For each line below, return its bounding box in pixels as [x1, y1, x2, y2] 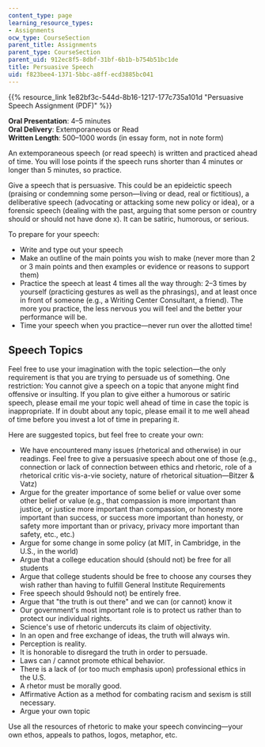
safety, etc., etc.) [19, 530, 75, 539]
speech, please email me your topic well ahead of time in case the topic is [8, 398, 249, 408]
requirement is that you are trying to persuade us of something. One [8, 373, 230, 383]
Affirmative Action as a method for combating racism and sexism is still [19, 690, 252, 699]
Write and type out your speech [19, 245, 123, 254]
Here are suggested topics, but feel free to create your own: [8, 430, 204, 440]
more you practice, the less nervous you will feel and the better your [19, 303, 243, 313]
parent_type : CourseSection [8, 48, 101, 56]
